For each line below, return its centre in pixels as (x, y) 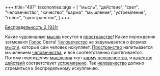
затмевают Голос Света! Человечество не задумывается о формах (76, 42)
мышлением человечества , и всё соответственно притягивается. (74, 52)
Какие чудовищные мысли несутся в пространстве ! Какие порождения (80, 37)
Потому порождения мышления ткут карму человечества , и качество (79, 58)
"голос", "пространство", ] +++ (38, 18)
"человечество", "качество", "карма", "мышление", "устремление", (76, 12)
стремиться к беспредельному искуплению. (52, 68)
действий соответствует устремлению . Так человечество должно (75, 63)
